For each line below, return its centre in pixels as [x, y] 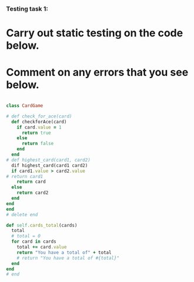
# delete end [22, 214]
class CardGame [25, 106]
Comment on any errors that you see [97, 73]
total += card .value [42, 247]
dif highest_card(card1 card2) [50, 165]
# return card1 [25, 176]
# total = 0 [26, 236]
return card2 [33, 193]
